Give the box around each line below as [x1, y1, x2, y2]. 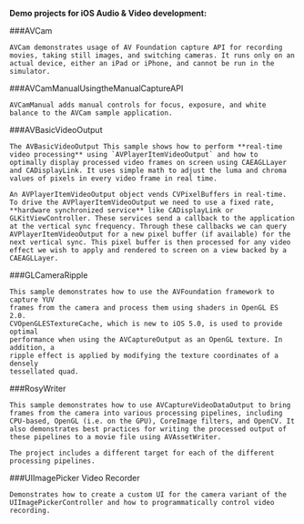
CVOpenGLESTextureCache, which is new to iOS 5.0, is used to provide [9, 319, 283, 328]
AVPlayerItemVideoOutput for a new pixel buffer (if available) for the [9, 230, 291, 239]
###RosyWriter [9, 383, 66, 394]
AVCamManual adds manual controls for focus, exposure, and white [9, 100, 267, 109]
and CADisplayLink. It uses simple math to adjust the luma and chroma [9, 166, 287, 175]
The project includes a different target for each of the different [9, 448, 275, 457]
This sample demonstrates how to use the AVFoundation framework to [9, 287, 275, 296]
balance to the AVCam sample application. [9, 108, 173, 118]
